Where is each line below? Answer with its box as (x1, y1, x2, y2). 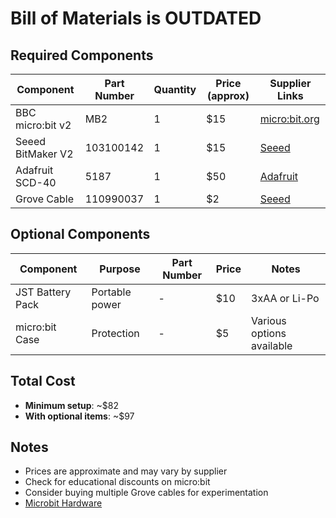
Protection (91, 326, 140, 340)
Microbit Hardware (24, 497, 103, 509)
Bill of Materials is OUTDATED (10, 7, 262, 30)
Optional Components (10, 226, 151, 243)
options (251, 326, 287, 340)
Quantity (153, 83, 197, 96)
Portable (91, 285, 132, 299)
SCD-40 (15, 176, 57, 189)
